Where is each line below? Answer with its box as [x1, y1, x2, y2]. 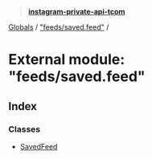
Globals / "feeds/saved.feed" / [8, 22, 109, 31]
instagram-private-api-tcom [27, 7, 125, 16]
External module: [8, 51, 125, 69]
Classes [8, 124, 41, 135]
